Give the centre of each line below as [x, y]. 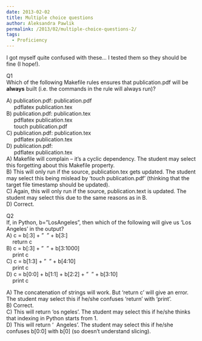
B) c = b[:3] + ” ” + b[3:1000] [43, 248]
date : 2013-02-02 [28, 12]
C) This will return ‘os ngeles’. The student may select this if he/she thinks [99, 312]
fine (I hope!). [23, 64]
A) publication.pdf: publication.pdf [49, 100]
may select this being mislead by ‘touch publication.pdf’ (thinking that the [98, 178]
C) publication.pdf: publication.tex [49, 133]
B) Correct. [20, 305]
